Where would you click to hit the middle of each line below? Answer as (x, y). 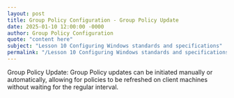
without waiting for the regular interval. (63, 87)
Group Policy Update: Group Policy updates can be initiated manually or (110, 72)
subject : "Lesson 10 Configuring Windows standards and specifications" (115, 46)
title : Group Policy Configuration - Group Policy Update (93, 20)
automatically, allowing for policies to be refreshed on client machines (107, 79)
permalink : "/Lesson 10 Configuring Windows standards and (95, 53)
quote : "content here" (40, 40)
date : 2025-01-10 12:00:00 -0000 (56, 26)
